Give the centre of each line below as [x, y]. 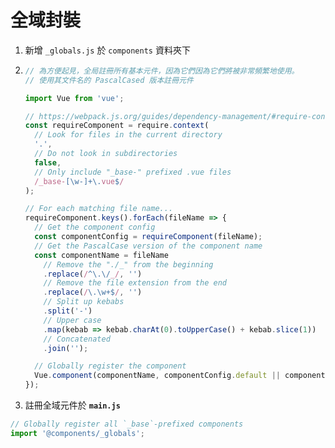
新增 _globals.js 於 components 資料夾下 [107, 50]
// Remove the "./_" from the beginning [128, 264]
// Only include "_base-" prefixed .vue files [133, 172]
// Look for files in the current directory [128, 135]
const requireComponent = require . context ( [117, 126]
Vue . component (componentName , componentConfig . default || [157, 376]
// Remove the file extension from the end [135, 283]
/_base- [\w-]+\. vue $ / [79, 181]
